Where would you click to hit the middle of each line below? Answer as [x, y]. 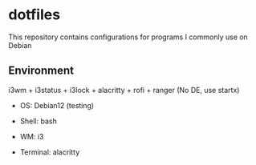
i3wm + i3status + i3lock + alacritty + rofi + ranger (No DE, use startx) [124, 90]
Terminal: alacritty [50, 152]
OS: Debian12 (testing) [57, 105]
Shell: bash [39, 121]
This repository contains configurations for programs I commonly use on [128, 37]
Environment [41, 71]
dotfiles [35, 15]
